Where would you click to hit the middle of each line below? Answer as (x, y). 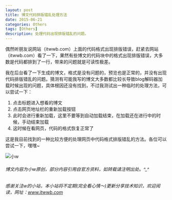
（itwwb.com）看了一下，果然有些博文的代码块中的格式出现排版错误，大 (82, 55)
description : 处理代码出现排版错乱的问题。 (47, 34)
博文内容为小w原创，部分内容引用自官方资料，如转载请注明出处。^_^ (77, 169)
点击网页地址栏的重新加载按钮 (44, 109)
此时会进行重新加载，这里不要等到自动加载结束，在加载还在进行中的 (84, 115)
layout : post (19, 10)
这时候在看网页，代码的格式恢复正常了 (53, 128)
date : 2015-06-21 (24, 19)
